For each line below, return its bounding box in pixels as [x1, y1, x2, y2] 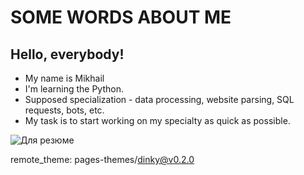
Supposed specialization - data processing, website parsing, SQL [24, 94, 295, 105]
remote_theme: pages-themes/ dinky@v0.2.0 [10, 154, 195, 165]
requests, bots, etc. [24, 104, 105, 116]
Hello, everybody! [10, 46, 125, 63]
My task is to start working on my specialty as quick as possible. [24, 115, 291, 126]
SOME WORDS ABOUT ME [10, 6, 232, 29]
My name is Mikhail [24, 72, 105, 84]
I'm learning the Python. [24, 83, 124, 95]
